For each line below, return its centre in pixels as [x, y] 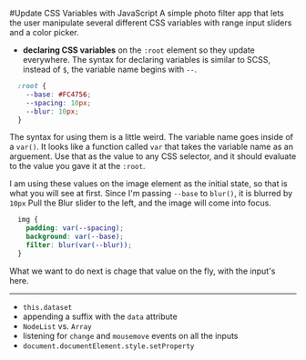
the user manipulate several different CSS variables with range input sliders [151, 23]
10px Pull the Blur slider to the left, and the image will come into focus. [140, 203]
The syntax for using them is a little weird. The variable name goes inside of [152, 137]
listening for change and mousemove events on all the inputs [130, 335]
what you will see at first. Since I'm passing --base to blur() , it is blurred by [151, 194]
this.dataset [47, 307]
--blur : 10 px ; [52, 111]
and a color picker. [44, 32]
